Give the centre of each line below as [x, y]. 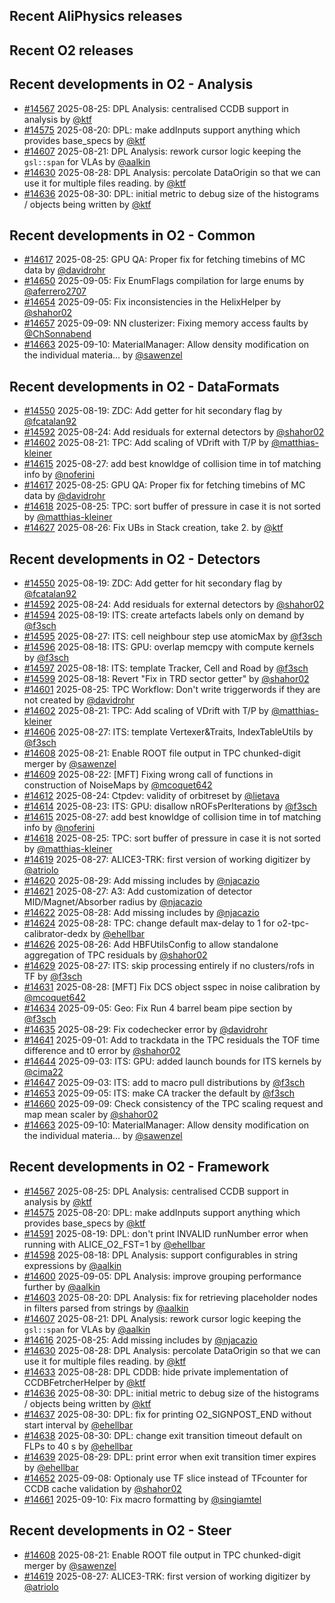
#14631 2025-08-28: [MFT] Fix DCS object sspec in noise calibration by [172, 987]
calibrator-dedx [56, 934]
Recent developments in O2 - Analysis [131, 84]
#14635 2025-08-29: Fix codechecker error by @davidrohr [145, 1030]
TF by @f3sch [53, 976]
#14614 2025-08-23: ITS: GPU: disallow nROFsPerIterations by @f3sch [170, 806]
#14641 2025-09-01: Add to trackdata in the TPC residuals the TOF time [172, 1040]
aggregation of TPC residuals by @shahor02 [115, 955]
